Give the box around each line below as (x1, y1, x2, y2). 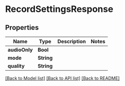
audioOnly (7, 46, 33, 53)
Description (57, 38, 86, 45)
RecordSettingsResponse (5, 3, 113, 15)
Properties (5, 23, 39, 32)
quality (7, 63, 25, 69)
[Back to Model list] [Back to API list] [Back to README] (5, 76, 120, 81)
